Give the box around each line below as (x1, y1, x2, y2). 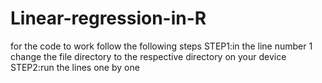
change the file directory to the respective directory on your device (10, 50, 287, 62)
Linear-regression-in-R (10, 7, 207, 30)
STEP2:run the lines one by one (10, 61, 140, 73)
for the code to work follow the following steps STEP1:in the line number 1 (10, 40, 313, 52)
